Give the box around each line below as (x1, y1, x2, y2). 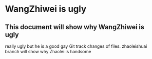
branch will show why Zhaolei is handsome (5, 49, 92, 54)
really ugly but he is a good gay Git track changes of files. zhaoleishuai (5, 43, 147, 49)
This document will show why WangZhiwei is (5, 23, 145, 31)
